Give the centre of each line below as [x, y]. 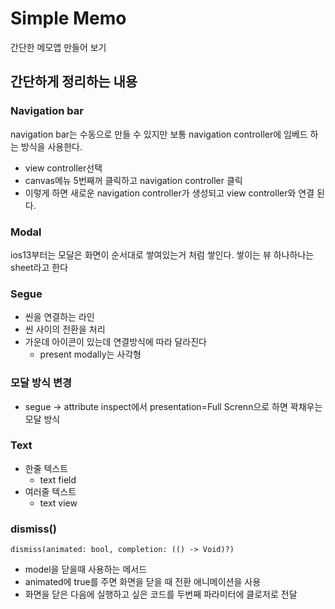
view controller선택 [63, 168]
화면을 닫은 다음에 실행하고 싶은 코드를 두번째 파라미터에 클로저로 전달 [161, 594]
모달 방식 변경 [41, 383]
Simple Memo [68, 18]
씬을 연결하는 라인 [59, 317]
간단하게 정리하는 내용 [74, 82]
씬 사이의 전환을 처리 [65, 329]
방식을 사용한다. [51, 146]
